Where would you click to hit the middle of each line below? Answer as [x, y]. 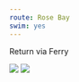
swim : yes [28, 26]
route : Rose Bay [39, 17]
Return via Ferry [39, 51]
